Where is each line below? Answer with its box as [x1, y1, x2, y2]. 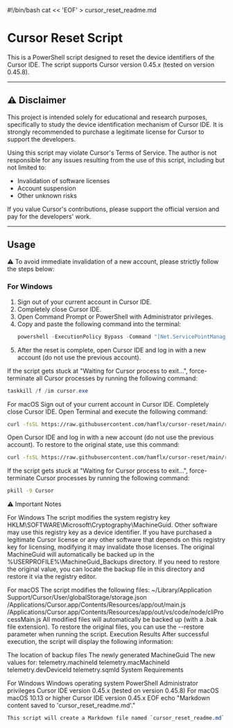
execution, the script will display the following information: [7, 638, 173, 646]
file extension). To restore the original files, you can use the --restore [7, 623, 205, 631]
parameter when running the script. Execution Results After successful [7, 630, 209, 638]
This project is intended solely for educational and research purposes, [7, 112, 208, 121]
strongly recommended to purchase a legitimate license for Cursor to [7, 128, 205, 136]
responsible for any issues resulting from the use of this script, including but [7, 155, 225, 164]
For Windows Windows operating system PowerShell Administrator [7, 679, 199, 688]
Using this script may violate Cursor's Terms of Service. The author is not [7, 149, 217, 157]
